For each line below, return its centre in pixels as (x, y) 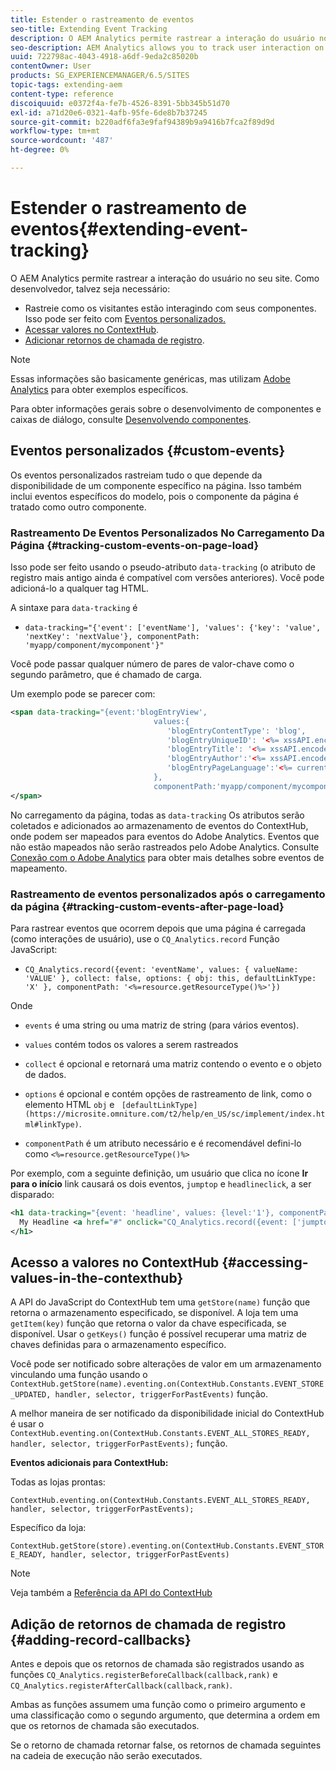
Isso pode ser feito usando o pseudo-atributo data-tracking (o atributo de (163, 567)
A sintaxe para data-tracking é (74, 607)
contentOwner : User (51, 66)
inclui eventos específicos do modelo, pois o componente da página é (154, 496)
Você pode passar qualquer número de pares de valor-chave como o (152, 663)
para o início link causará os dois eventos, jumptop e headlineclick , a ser (161, 1183)
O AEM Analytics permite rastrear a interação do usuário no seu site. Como (165, 278)
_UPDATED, (31, 1395)
